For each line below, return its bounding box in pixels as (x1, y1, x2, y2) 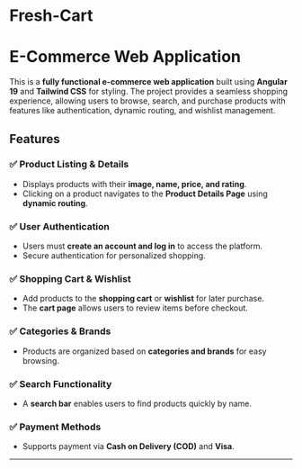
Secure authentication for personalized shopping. (22, 250, 207, 261)
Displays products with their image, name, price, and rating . (22, 178, 247, 189)
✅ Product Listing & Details (9, 158, 129, 171)
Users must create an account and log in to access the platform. (22, 240, 263, 252)
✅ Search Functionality (9, 377, 112, 390)
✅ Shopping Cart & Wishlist (9, 273, 132, 285)
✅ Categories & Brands (9, 325, 111, 338)
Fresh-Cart (9, 5, 93, 26)
